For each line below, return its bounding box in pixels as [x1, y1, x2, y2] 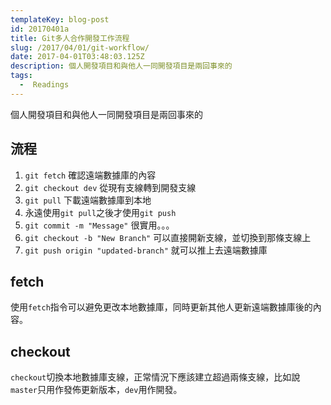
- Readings [19, 80, 70, 90]
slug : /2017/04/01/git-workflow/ [10, 42, 150, 53]
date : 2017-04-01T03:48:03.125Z [10, 52, 145, 62]
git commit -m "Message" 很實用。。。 [24, 219, 175, 231]
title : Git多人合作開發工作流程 [10, 33, 130, 43]
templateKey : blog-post [10, 14, 110, 25]
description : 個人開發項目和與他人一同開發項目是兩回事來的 [10, 61, 233, 71]
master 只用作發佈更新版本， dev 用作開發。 [10, 384, 183, 396]
